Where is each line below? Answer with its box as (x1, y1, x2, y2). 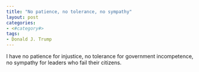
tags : (6, 31, 20, 37)
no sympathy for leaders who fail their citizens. (6, 59, 122, 66)
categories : (6, 20, 36, 26)
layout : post (6, 14, 39, 20)
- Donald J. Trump (6, 36, 52, 42)
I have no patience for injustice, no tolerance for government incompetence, (6, 53, 194, 60)
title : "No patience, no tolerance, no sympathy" (6, 8, 133, 15)
